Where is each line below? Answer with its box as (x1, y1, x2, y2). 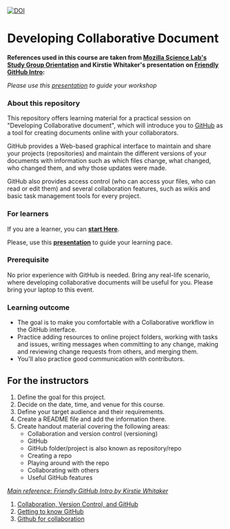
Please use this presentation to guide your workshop (7, 81, 157, 89)
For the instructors (7, 375, 90, 387)
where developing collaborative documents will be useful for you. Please (7, 278, 213, 286)
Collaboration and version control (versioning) (27, 429, 158, 438)
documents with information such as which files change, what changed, (7, 157, 211, 165)
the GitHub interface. (17, 325, 77, 334)
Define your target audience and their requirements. (17, 407, 165, 415)
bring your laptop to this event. (7, 285, 94, 294)
